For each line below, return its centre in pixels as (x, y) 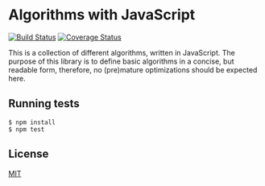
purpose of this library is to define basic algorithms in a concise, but (122, 61)
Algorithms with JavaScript (102, 15)
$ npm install (32, 122)
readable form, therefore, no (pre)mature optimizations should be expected (133, 69)
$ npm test (27, 129)
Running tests (44, 103)
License (29, 154)
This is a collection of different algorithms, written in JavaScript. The (122, 52)
